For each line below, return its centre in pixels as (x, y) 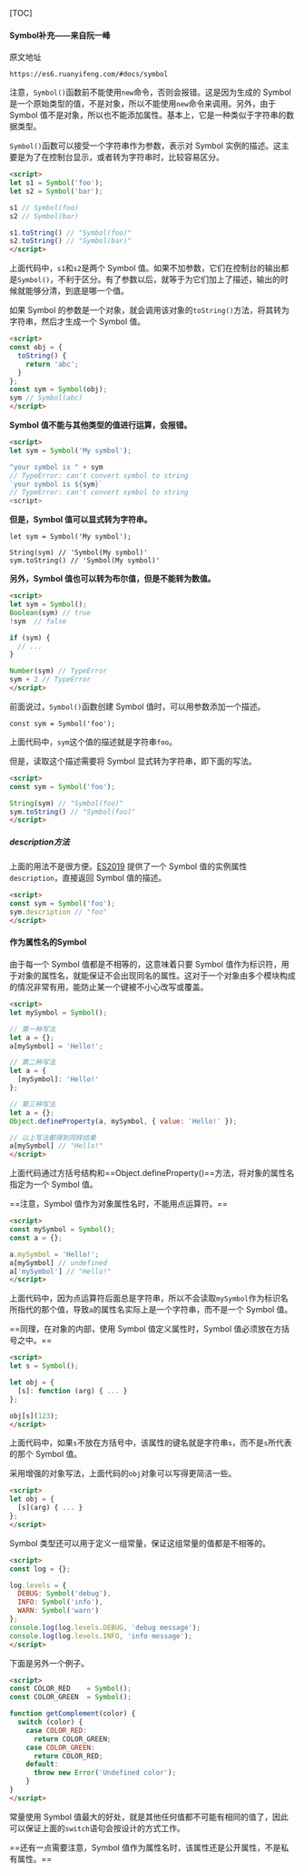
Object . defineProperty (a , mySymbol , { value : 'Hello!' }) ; (123, 1121)
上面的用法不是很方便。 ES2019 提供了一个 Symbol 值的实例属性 (128, 866)
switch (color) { (50, 1722)
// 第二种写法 (33, 1063)
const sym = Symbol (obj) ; (58, 390)
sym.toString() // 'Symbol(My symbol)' (85, 561)
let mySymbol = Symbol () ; (58, 1012)
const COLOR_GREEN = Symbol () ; (70, 1697)
